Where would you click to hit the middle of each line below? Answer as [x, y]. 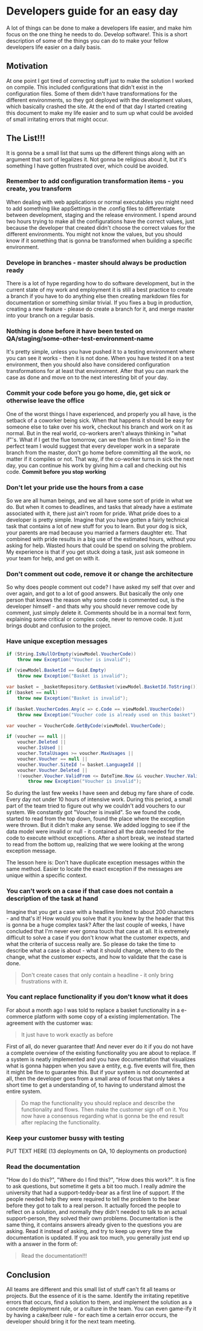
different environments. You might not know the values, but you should [94, 234]
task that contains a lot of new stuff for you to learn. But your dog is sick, [97, 526]
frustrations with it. [44, 981]
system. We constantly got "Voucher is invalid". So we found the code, [94, 812]
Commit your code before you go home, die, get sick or [89, 393]
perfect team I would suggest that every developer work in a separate [93, 446]
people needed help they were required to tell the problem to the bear [93, 1199]
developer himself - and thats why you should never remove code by [92, 606]
